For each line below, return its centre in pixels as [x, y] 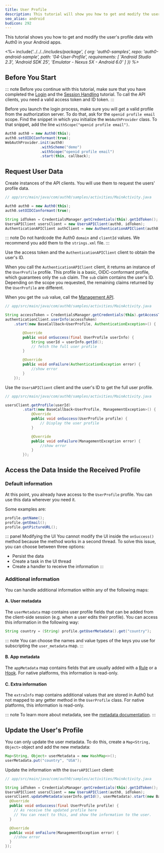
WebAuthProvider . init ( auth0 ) [35, 142]
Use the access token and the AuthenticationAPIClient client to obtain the [80, 252]
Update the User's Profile [44, 730]
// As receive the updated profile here [55, 811]
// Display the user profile [69, 423]
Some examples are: [26, 509]
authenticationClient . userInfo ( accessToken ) [51, 320]
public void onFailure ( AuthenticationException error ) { [82, 365]
